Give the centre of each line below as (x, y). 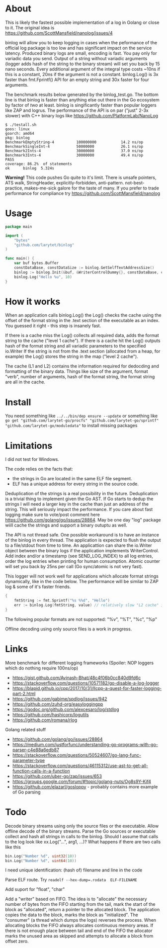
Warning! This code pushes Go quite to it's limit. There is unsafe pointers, (81, 177)
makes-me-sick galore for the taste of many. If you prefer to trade (91, 188)
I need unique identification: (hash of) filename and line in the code (74, 870)
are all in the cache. (25, 382)
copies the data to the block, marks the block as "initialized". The (72, 915)
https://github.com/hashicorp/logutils (50, 714)
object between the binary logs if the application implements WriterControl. (82, 551)
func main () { (20, 259)
